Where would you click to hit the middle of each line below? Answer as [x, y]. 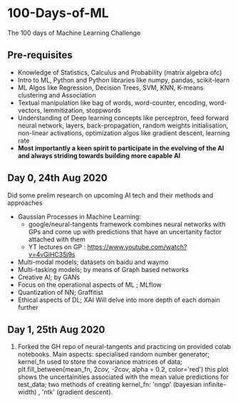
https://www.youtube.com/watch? [137, 246]
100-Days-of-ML [58, 13]
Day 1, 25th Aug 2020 [56, 329]
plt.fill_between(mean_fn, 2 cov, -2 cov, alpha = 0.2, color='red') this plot [123, 370]
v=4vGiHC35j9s [52, 254]
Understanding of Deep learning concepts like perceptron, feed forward [123, 117]
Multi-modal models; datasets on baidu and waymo [93, 262]
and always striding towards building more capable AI [99, 155]
